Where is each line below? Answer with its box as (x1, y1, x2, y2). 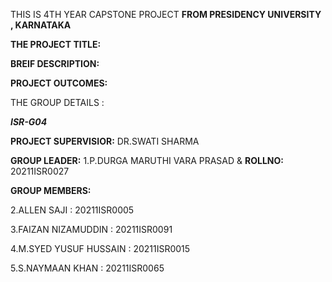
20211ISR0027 (10, 165, 70, 177)
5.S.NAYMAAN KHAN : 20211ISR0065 (10, 262, 165, 274)
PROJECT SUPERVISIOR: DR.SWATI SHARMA (10, 135, 200, 147)
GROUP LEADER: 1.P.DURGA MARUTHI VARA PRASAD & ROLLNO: (10, 155, 284, 166)
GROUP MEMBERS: (10, 185, 92, 196)
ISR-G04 (10, 116, 48, 128)
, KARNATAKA (10, 19, 72, 31)
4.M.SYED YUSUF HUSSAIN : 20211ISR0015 (10, 243, 191, 254)
